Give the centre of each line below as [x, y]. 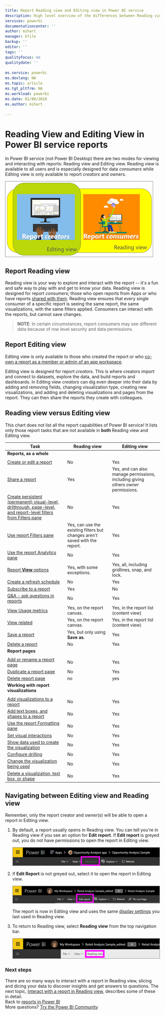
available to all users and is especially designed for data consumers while [79, 169]
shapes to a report [26, 716]
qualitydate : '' [22, 62]
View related [20, 623]
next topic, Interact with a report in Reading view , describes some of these [80, 991]
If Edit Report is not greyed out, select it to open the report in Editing [82, 873]
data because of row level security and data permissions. [75, 329]
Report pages [21, 651]
